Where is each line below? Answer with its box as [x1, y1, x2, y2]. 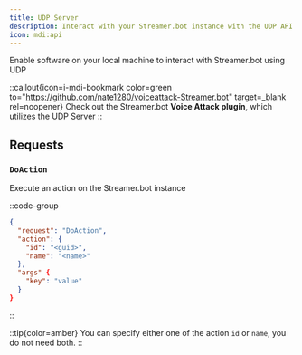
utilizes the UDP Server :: [9, 110, 103, 122]
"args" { [17, 268, 51, 277]
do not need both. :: [9, 337, 83, 348]
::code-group [9, 200, 59, 211]
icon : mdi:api [9, 30, 63, 39]
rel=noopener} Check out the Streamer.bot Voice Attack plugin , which [9, 101, 273, 112]
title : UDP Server [9, 13, 79, 23]
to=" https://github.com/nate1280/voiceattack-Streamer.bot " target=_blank [9, 91, 287, 102]
